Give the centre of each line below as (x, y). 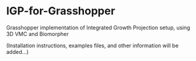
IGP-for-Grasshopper (61, 11)
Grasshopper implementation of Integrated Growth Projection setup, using (98, 28)
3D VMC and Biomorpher (38, 33)
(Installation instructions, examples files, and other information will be (93, 45)
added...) (17, 51)
